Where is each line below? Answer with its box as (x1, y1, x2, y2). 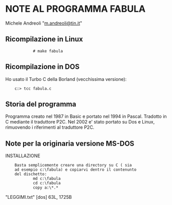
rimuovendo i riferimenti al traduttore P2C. (5, 124, 94, 131)
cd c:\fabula (32, 180, 61, 186)
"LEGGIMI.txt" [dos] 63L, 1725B (5, 194, 72, 200)
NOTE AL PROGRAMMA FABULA (5, 3, 146, 15)
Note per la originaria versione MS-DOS (5, 139, 135, 148)
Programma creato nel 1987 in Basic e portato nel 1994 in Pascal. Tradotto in (5, 113, 167, 119)
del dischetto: (14, 172, 47, 177)
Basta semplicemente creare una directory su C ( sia (14, 162, 132, 168)
